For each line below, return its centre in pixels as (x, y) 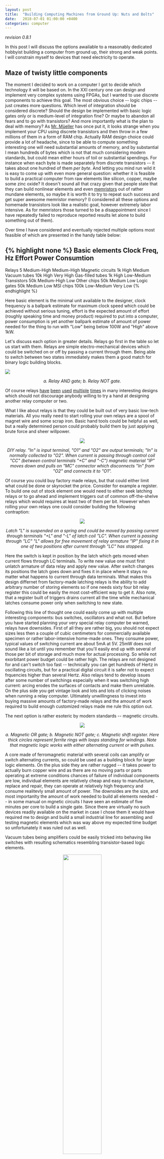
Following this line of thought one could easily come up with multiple (74, 612)
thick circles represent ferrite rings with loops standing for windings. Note (82, 740)
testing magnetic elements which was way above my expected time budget (81, 822)
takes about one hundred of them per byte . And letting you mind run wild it (80, 168)
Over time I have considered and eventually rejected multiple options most (80, 230)
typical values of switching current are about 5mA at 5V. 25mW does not (78, 643)
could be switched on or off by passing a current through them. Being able (80, 351)
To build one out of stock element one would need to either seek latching (79, 491)
